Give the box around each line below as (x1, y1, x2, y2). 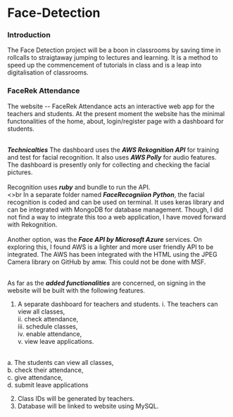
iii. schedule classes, (17, 322, 78, 331)
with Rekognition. (7, 220, 58, 229)
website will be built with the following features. (7, 286, 146, 295)
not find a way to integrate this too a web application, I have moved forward (7, 212, 227, 221)
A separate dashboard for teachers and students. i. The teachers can (17, 300, 218, 308)
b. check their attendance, (7, 366, 84, 374)
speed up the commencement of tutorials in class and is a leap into (7, 61, 202, 70)
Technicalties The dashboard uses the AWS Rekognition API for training (7, 146, 220, 154)
